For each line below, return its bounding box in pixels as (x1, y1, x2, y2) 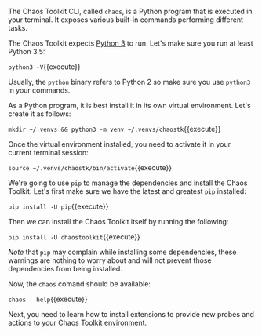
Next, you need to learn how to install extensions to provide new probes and (8, 310, 255, 319)
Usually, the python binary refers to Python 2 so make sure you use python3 (8, 78, 251, 86)
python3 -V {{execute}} (8, 62, 81, 71)
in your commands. (8, 86, 71, 95)
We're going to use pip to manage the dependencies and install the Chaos (8, 178, 248, 188)
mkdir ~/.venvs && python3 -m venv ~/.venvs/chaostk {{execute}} (8, 125, 221, 133)
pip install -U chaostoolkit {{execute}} (8, 232, 141, 242)
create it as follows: (8, 109, 71, 118)
